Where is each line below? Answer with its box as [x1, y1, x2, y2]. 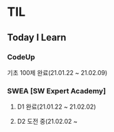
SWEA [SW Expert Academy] [7, 86, 106, 96]
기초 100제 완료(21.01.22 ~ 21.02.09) [7, 68, 108, 76]
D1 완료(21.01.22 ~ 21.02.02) [16, 102, 96, 111]
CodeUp [7, 52, 36, 62]
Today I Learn [7, 32, 67, 43]
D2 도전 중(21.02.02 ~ [16, 118, 78, 126]
